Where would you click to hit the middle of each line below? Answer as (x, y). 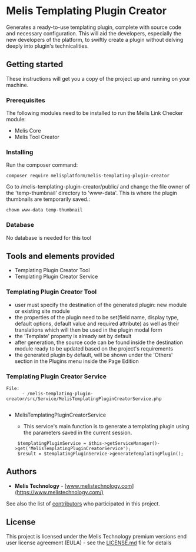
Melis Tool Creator (37, 137)
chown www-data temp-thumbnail (44, 210)
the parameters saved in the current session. (78, 433)
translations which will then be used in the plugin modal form (88, 330)
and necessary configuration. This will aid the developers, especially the (94, 33)
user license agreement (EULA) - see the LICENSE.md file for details (89, 543)
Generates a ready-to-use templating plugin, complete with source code (94, 27)
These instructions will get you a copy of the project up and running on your (98, 78)
